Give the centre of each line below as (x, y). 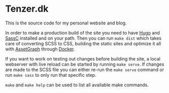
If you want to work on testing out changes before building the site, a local (83, 58)
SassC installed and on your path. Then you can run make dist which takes (83, 38)
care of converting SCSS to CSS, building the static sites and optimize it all (83, 43)
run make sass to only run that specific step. (51, 75)
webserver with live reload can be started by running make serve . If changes (85, 64)
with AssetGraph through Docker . (40, 49)
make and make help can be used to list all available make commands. (77, 85)
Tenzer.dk (27, 9)
